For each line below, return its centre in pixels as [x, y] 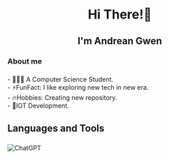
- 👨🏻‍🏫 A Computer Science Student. [61, 79]
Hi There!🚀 [120, 15]
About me [25, 61]
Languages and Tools [56, 128]
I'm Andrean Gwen [120, 41]
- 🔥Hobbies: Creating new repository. [62, 98]
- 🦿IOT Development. [39, 106]
